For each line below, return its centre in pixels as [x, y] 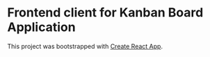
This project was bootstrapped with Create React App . [85, 46]
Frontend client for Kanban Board [105, 13]
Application [41, 27]
